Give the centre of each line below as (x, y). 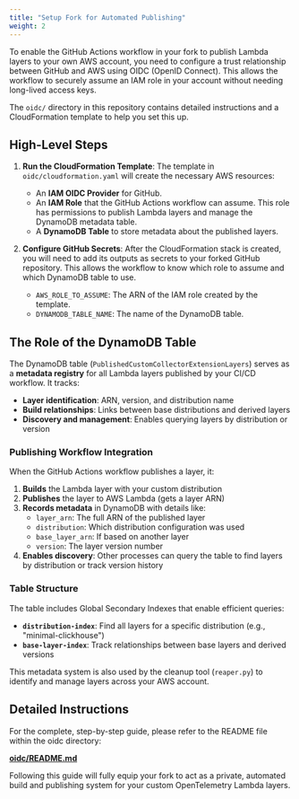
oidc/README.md (43, 758)
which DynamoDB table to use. (79, 277)
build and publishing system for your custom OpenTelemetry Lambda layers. (150, 785)
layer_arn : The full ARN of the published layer (120, 518)
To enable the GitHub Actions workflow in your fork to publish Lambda (139, 51)
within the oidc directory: (55, 741)
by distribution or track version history (93, 566)
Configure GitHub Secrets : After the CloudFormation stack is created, (152, 249)
